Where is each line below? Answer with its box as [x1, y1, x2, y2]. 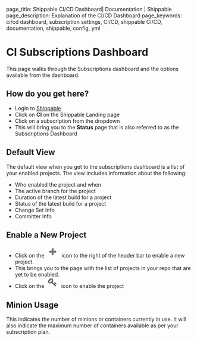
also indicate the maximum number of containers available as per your [6, 322, 179, 329]
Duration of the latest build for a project [14, 194, 112, 201]
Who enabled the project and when [14, 181, 101, 188]
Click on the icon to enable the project [14, 283, 124, 290]
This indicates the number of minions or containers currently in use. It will [6, 316, 186, 323]
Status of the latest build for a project [14, 200, 107, 207]
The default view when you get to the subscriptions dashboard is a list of [6, 163, 185, 170]
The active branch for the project [14, 187, 96, 194]
